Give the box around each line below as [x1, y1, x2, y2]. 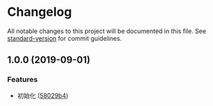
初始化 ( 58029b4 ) [17, 91, 69, 100]
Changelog [7, 4, 72, 20]
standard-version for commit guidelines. [7, 34, 122, 42]
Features [7, 75, 38, 85]
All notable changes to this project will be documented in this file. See [7, 27, 207, 35]
